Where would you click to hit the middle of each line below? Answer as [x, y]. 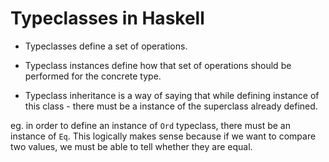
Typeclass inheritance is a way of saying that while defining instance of [172, 95]
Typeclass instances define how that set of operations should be [158, 65]
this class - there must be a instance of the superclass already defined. [171, 106]
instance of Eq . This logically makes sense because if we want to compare [163, 136]
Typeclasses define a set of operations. [106, 46]
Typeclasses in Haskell [107, 18]
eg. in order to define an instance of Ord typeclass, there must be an [150, 125]
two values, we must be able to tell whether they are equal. [131, 146]
